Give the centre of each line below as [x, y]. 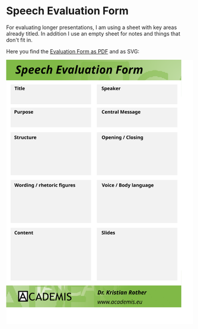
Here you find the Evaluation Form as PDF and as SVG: [73, 51]
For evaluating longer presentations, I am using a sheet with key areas [92, 27]
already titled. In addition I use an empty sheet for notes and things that [93, 33]
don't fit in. [19, 40]
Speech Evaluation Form [67, 11]
